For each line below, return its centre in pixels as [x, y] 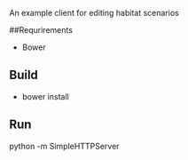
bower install [45, 96]
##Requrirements [41, 30]
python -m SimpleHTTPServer [64, 146]
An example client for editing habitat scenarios [94, 13]
